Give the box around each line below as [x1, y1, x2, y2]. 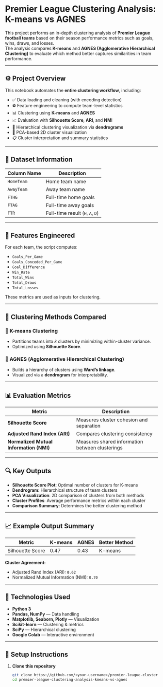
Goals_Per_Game [12, 255, 43, 260]
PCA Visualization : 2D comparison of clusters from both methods [12, 492, 145, 498]
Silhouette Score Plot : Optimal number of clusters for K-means [12, 482, 138, 488]
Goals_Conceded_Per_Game [12, 260, 63, 265]
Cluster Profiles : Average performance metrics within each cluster [12, 498, 146, 503]
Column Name [7, 169, 41, 176]
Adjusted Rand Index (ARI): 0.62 [12, 569, 76, 575]
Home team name [46, 178, 86, 185]
